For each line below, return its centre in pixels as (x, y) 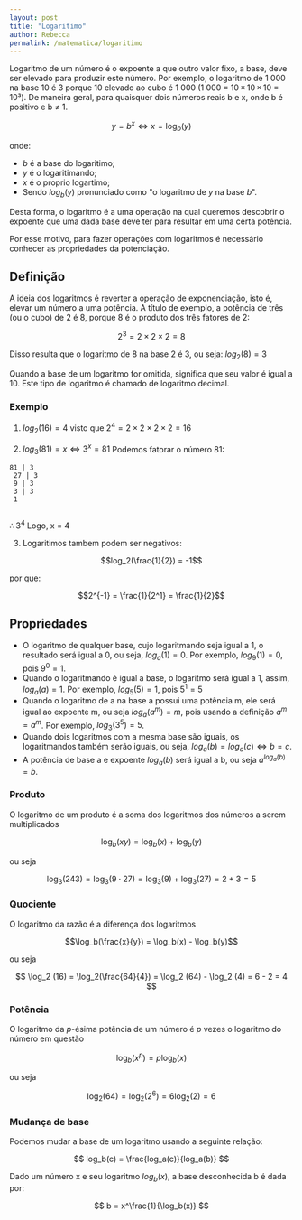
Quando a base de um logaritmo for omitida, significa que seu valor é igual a (151, 373)
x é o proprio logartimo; (66, 182)
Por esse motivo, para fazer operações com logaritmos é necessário (137, 238)
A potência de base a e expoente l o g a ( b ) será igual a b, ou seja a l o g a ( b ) (154, 760)
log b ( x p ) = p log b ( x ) (151, 1058)
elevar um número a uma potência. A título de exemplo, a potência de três (146, 308)
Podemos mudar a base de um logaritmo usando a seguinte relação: (136, 1141)
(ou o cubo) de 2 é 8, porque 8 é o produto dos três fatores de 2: (130, 318)
